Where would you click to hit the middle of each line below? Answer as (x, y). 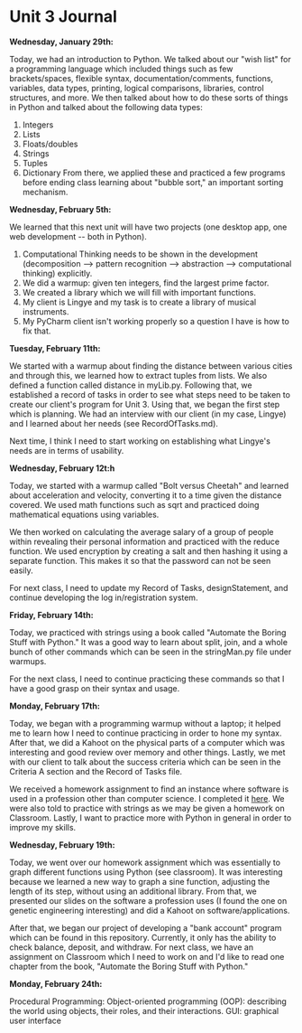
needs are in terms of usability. (67, 450)
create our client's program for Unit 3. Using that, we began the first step (145, 404)
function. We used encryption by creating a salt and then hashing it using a (149, 551)
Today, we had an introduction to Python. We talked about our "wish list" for (150, 59)
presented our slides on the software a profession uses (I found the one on (148, 900)
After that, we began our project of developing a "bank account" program (146, 927)
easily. (21, 570)
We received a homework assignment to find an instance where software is (149, 789)
